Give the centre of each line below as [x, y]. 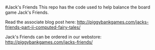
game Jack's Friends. [27, 12]
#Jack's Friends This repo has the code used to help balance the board [78, 7]
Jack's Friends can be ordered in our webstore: [53, 37]
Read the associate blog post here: [40, 22]
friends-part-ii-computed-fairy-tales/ [43, 27]
